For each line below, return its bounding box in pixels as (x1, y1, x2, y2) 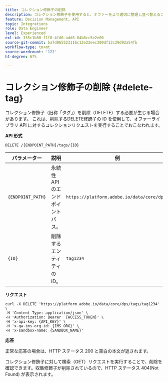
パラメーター (11, 155, 42, 162)
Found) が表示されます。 (5, 371, 56, 377)
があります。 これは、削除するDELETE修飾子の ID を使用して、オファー (5, 116, 151, 122)
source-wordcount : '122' (5, 49, 57, 54)
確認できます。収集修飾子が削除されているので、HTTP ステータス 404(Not (5, 365, 159, 371)
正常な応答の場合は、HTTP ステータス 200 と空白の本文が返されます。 (5, 348, 151, 354)
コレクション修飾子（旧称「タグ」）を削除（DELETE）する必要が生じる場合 (5, 110, 160, 116)
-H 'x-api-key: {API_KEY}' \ (5, 319, 66, 324)
